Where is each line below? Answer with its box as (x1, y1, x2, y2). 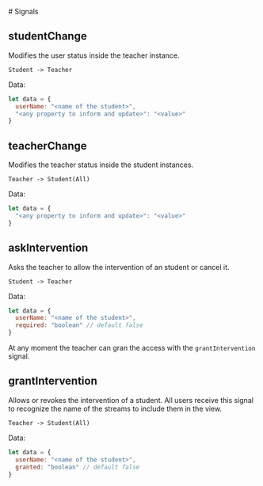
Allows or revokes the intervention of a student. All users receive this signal (8, 395, 253, 404)
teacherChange (8, 139, 87, 153)
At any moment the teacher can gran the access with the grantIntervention (8, 344, 256, 353)
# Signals (8, 7, 39, 16)
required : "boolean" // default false (15, 321, 144, 329)
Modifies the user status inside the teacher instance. (8, 51, 180, 60)
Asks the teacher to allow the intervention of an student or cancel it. (8, 262, 230, 271)
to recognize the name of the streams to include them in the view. (8, 404, 223, 413)
